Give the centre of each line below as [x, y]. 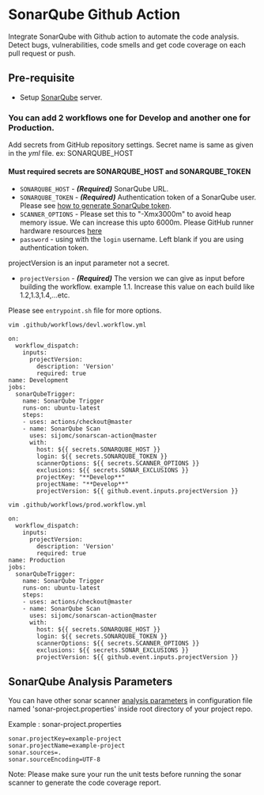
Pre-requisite [41, 78]
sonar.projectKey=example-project [65, 739]
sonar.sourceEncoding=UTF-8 [55, 760]
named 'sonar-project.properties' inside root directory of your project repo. [130, 709]
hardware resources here [61, 231]
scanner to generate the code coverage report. [85, 783]
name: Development [38, 380]
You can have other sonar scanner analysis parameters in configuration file [130, 701]
